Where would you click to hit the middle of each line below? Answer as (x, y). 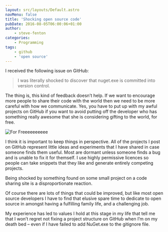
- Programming (29, 43)
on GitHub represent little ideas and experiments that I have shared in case (82, 147)
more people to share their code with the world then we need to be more (80, 101)
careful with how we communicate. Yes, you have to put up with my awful (81, 106)
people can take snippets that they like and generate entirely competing (79, 163)
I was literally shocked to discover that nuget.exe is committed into (86, 80)
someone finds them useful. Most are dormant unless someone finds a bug (83, 152)
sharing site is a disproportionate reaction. (49, 183)
